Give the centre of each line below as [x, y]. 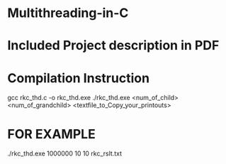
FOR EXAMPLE [51, 134]
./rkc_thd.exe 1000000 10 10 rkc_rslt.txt [65, 153]
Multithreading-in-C [68, 13]
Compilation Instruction [79, 78]
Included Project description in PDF [113, 46]
